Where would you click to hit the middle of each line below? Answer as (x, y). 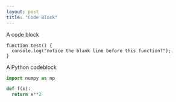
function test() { (29, 46)
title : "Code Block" (32, 17)
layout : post (23, 12)
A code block (23, 34)
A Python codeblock (32, 67)
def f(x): (19, 89)
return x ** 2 (27, 94)
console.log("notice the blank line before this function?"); (91, 51)
